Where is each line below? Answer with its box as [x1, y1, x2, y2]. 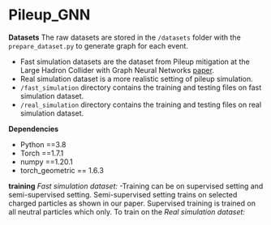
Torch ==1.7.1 [19, 148, 64, 158]
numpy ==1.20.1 [19, 156, 73, 167]
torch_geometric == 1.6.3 [19, 165, 104, 175]
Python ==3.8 [19, 139, 67, 149]
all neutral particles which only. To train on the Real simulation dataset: [8, 206, 246, 216]
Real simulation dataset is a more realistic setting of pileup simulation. [19, 74, 253, 83]
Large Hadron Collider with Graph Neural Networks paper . [19, 65, 215, 74]
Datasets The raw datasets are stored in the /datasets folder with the [8, 32, 241, 42]
